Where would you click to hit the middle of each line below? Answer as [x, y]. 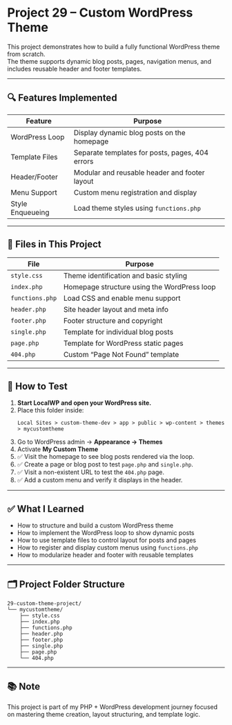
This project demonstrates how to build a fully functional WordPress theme [114, 46]
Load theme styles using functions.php [137, 208]
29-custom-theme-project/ [44, 604]
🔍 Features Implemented [62, 98]
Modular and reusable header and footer [139, 173]
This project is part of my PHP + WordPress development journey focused [113, 707]
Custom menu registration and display [135, 192]
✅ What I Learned [46, 508]
